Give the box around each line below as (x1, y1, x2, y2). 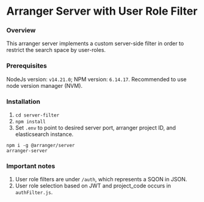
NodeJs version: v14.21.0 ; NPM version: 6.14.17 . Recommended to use (6, 75, 187, 83)
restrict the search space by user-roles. (6, 46, 106, 54)
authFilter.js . (15, 189, 53, 196)
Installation (6, 97, 41, 106)
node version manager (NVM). (6, 82, 83, 89)
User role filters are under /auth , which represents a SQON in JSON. (15, 176, 188, 183)
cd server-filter (15, 112, 60, 118)
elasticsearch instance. (15, 131, 74, 138)
